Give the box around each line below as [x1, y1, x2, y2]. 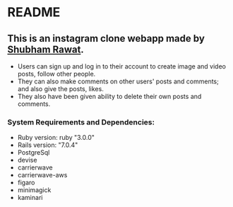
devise [17, 156, 37, 165]
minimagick [17, 186, 52, 194]
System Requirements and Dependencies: [7, 117, 155, 127]
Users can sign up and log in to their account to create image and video [17, 62, 226, 71]
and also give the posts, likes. [17, 85, 104, 93]
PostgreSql [17, 148, 50, 157]
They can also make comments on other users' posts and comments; [17, 77, 219, 85]
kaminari [17, 194, 43, 202]
